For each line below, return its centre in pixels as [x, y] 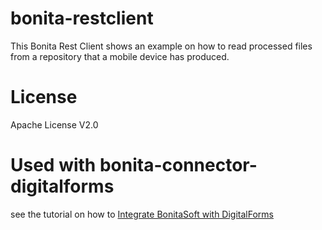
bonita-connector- [178, 165]
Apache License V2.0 [54, 124]
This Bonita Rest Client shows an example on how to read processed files [161, 46]
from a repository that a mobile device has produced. [120, 56]
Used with [53, 165]
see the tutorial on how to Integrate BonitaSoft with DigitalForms [142, 214]
